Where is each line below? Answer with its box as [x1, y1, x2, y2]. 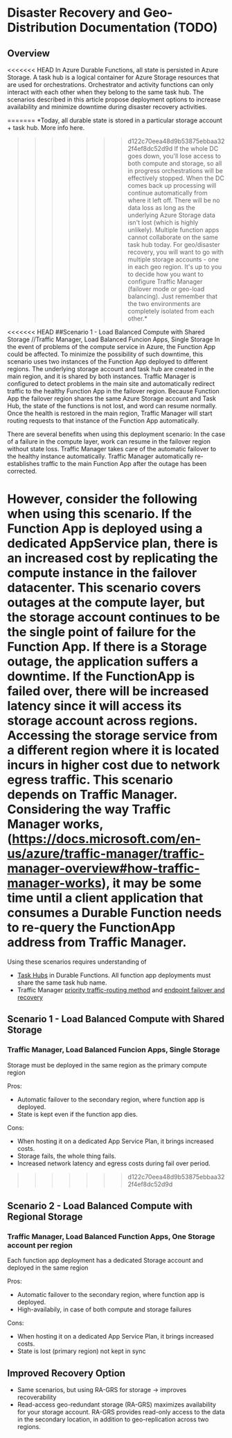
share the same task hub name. [17, 978, 107, 987]
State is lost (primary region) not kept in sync [17, 1347, 146, 1355]
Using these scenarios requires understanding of [7, 958, 147, 966]
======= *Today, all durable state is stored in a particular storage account [7, 116, 223, 124]
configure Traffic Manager [127, 277, 203, 286]
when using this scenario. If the [7, 506, 193, 522]
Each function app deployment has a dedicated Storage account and [7, 1257, 204, 1265]
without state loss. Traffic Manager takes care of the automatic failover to [7, 445, 217, 453]
